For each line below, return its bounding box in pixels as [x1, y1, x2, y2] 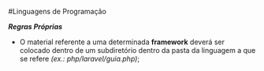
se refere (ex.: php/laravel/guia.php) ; [19, 54, 140, 63]
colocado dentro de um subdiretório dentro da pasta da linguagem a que [19, 46, 256, 54]
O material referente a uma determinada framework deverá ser [19, 37, 225, 47]
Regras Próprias [8, 22, 63, 31]
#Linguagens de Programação [8, 7, 106, 16]
